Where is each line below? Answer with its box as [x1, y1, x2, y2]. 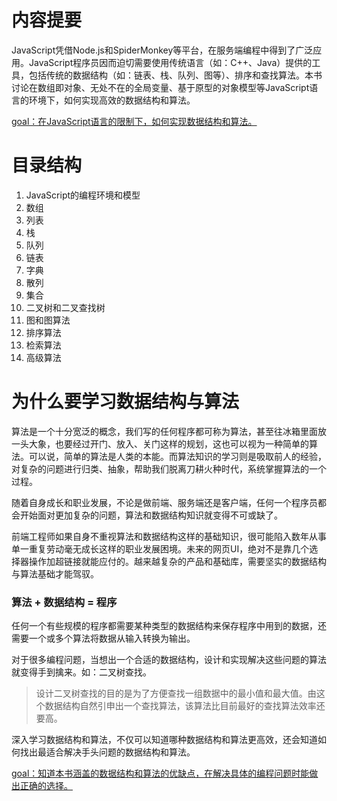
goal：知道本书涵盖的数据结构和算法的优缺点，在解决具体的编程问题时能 [11, 767, 310, 780]
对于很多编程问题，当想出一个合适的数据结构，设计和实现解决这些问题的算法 [11, 654, 327, 666]
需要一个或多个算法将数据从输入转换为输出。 [11, 632, 196, 645]
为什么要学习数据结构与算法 [11, 391, 240, 413]
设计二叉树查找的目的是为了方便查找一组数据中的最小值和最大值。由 [35, 687, 317, 700]
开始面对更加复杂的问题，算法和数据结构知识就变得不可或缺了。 [19, 509, 283, 521]
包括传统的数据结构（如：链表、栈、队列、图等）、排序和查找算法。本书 [28, 69, 323, 81]
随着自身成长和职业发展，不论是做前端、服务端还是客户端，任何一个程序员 [11, 496, 318, 508]
